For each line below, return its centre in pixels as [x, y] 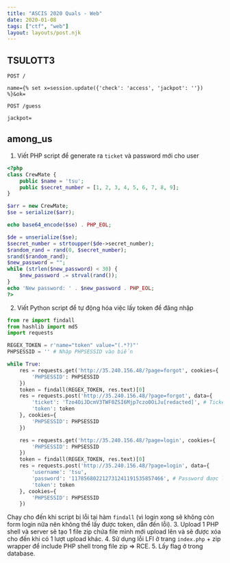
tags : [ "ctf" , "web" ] [38, 26]
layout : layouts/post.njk [44, 33]
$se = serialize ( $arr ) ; [41, 213]
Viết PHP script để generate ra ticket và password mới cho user [108, 156]
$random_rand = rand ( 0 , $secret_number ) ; [67, 250]
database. [21, 553]
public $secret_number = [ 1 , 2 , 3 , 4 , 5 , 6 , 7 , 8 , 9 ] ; [99, 187]
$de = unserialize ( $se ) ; [42, 237]
